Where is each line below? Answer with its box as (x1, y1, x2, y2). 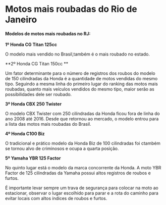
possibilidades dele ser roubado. (5, 92, 72, 98)
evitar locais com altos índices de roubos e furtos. (5, 196, 108, 202)
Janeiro (5, 14, 37, 25)
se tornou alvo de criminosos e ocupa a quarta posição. (5, 146, 119, 152)
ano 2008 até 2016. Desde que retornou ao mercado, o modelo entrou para (5, 116, 159, 122)
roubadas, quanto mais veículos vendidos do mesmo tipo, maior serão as (5, 86, 155, 92)
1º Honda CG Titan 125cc (5, 42, 57, 48)
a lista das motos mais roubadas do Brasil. (5, 121, 92, 127)
